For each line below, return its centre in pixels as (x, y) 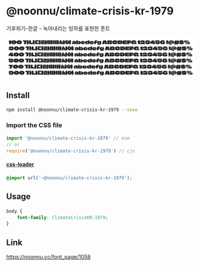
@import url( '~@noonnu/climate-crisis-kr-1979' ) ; (69, 178)
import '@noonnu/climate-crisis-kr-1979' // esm (68, 138)
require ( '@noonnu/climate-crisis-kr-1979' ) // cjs (71, 151)
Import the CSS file (34, 125)
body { (14, 211)
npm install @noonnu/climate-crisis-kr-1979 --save (72, 110)
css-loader (20, 164)
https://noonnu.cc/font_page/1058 (49, 257)
